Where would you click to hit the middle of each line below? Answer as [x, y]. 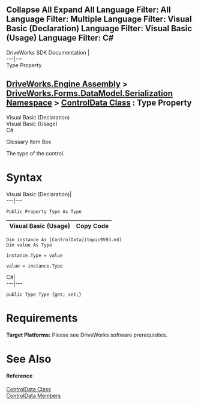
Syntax [24, 177]
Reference [19, 376]
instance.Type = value [34, 255]
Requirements [42, 318]
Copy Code [92, 226]
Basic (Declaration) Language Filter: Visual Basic [99, 28]
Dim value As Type [29, 245]
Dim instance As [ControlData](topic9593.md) [64, 239]
